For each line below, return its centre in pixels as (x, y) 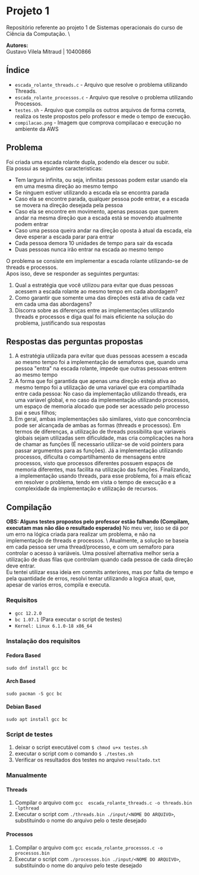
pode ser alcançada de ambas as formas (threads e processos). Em (98, 425)
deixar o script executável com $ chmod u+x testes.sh (81, 747)
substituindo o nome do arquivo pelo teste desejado (78, 865)
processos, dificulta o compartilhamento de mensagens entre (90, 457)
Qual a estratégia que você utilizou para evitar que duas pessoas (94, 285)
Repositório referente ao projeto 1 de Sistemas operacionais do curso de (94, 27)
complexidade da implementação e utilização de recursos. (86, 488)
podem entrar (31, 224)
